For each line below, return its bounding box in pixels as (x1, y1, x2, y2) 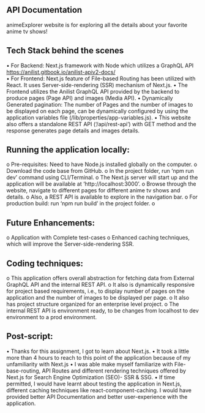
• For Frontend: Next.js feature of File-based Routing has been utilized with (6, 75, 196, 82)
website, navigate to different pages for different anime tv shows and (6, 187, 181, 194)
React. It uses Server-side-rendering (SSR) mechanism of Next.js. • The (6, 81, 188, 88)
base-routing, (6, 367, 41, 374)
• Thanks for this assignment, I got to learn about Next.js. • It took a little (6, 347, 190, 355)
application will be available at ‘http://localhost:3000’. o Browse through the (6, 180, 197, 188)
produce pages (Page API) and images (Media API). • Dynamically (6, 94, 173, 102)
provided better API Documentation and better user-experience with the (6, 393, 188, 400)
